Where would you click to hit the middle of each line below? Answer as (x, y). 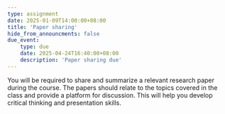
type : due (35, 47)
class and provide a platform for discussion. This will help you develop (110, 95)
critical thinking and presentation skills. (65, 103)
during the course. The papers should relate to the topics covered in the (112, 87)
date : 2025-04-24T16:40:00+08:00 (70, 54)
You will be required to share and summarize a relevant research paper (111, 80)
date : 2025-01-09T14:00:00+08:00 (57, 21)
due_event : (23, 40)
